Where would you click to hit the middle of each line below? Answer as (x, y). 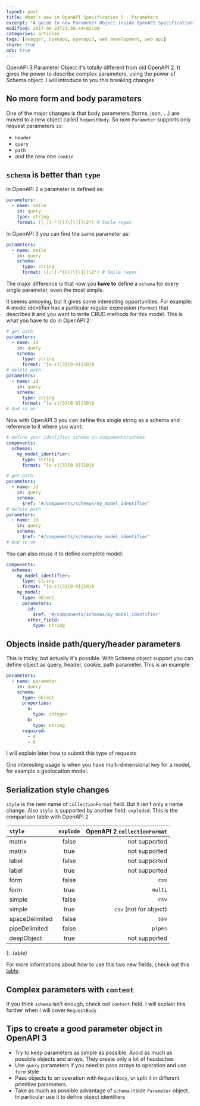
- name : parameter (35, 681)
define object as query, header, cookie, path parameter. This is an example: (99, 665)
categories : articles (33, 34)
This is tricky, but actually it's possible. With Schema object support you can (100, 658)
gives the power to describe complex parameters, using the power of (91, 74)
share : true (21, 45)
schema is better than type (53, 175)
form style (27, 1071)
